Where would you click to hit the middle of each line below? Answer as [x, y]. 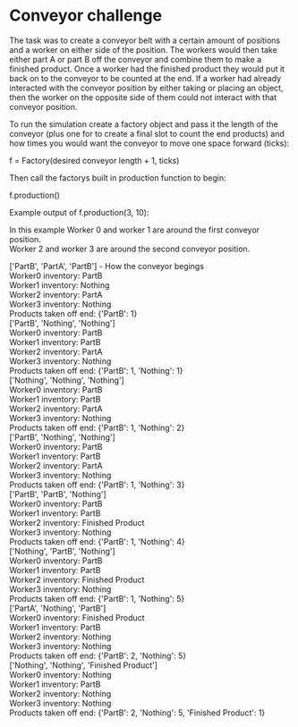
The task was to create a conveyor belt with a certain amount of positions [145, 40]
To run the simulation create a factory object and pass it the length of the [144, 124]
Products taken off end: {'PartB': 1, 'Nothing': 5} [97, 598]
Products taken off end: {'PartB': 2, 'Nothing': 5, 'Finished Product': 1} [137, 713]
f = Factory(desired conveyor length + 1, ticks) [94, 160]
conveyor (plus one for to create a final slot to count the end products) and [147, 133]
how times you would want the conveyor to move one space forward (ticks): [149, 143]
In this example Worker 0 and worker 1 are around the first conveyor [135, 230]
